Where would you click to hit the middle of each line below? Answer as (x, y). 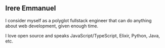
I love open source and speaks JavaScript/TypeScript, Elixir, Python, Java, (83, 35)
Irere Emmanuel (31, 8)
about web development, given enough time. (52, 26)
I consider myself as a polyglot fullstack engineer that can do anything (78, 20)
